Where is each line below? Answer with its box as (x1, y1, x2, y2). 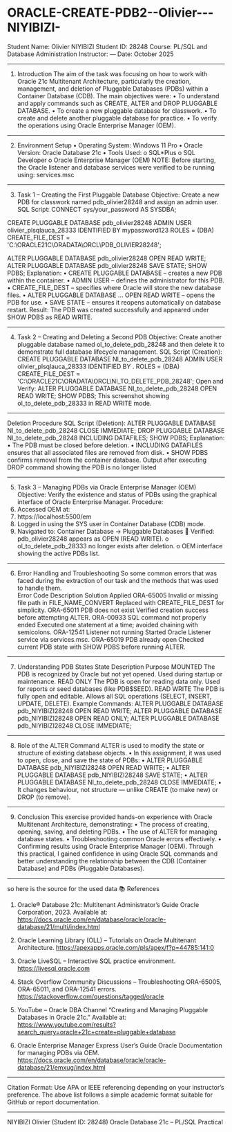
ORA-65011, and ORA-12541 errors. (17, 985, 117, 993)
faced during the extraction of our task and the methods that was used (17, 576, 219, 584)
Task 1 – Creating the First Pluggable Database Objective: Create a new (17, 190, 220, 199)
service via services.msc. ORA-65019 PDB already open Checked (17, 635, 204, 643)
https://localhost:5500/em (17, 512, 92, 521)
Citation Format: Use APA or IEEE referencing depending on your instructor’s (7, 1083, 224, 1091)
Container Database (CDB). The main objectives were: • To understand (17, 91, 220, 100)
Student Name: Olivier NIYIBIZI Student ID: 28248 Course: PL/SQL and (7, 42, 208, 51)
